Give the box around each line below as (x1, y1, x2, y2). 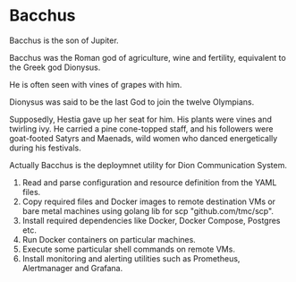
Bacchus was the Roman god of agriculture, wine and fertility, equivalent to (9, 52, 286, 63)
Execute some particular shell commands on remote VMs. (21, 244, 235, 254)
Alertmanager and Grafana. (21, 262, 123, 273)
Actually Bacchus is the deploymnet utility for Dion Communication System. (9, 159, 288, 170)
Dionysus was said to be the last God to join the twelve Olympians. (9, 96, 255, 107)
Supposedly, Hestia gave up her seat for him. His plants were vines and (9, 114, 273, 124)
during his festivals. (9, 142, 82, 153)
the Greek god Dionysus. (9, 62, 101, 73)
